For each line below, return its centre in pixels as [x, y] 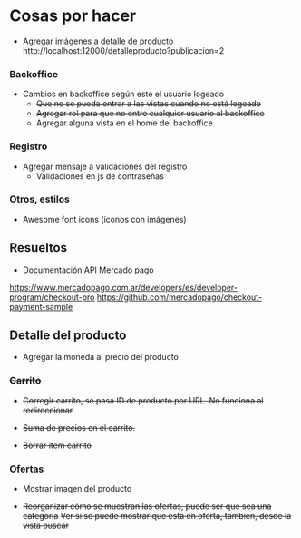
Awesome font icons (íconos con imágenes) [105, 219]
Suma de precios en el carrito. [79, 427]
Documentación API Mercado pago [88, 270]
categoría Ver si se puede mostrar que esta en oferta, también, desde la [157, 516]
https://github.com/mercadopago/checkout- [180, 297]
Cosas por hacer [73, 16]
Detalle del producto [68, 336]
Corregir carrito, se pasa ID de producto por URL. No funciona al [143, 400]
